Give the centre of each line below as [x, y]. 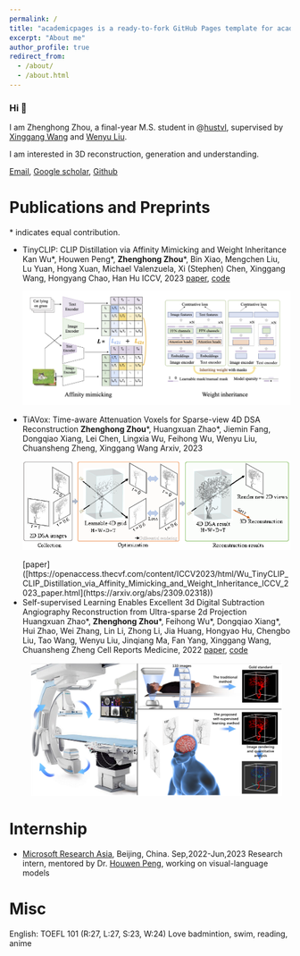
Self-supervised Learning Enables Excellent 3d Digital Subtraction [143, 603]
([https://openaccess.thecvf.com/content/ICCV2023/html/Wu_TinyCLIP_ [155, 574]
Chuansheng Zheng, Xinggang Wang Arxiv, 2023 [112, 448]
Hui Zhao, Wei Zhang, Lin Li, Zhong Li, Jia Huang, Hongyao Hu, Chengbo [156, 631]
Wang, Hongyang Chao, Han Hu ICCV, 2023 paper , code [126, 278]
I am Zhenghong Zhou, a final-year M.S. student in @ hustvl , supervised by [146, 127]
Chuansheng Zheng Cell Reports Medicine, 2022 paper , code [135, 650]
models [36, 873]
